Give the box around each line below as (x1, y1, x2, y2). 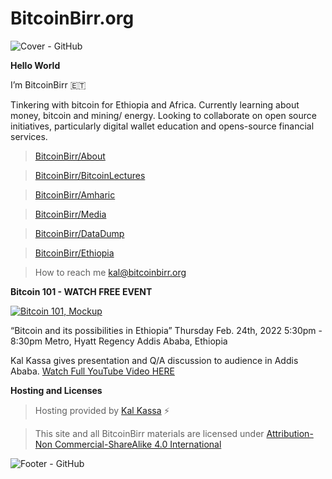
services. (10, 130, 48, 142)
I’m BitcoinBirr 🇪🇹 (10, 78, 87, 91)
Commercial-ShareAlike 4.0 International (54, 438, 222, 450)
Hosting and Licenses (10, 384, 103, 396)
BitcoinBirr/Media (34, 208, 107, 220)
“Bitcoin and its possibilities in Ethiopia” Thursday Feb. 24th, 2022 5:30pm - (10, 324, 323, 336)
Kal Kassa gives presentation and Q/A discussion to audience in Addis (10, 354, 299, 366)
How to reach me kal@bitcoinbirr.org (34, 266, 187, 278)
